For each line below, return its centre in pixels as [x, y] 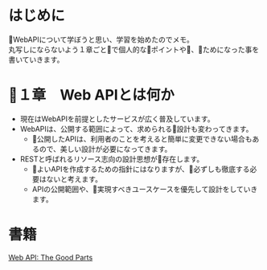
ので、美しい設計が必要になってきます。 [105, 149]
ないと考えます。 [74, 179]
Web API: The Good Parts [51, 257]
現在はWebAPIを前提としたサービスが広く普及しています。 [117, 119]
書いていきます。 [36, 59]
